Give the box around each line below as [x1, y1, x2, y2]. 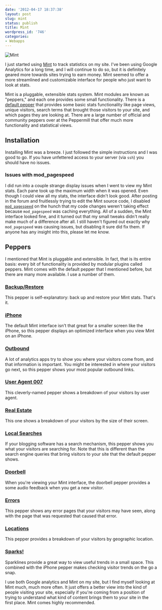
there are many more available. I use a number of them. [5, 271, 115, 277]
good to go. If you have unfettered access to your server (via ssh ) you [5, 154, 144, 160]
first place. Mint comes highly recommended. [5, 599, 96, 605]
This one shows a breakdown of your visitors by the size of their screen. [5, 418, 149, 424]
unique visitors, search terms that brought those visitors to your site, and [5, 107, 150, 112]
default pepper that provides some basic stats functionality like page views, [5, 101, 156, 107]
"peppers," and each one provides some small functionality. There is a [5, 96, 145, 102]
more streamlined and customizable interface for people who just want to [5, 77, 151, 82]
